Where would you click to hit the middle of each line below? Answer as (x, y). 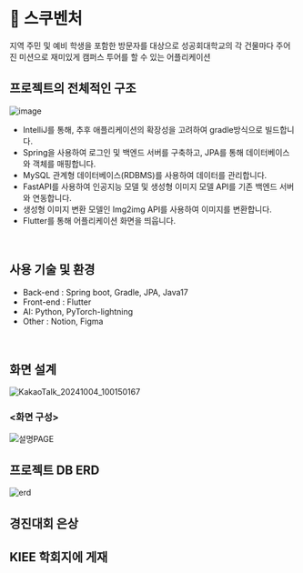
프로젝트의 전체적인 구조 (73, 89)
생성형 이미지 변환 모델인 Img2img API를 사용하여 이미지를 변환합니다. (147, 209)
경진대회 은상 (44, 523)
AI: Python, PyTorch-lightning (78, 311)
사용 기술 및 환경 (52, 270)
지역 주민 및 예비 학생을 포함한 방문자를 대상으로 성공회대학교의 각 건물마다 (142, 45)
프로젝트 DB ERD (55, 471)
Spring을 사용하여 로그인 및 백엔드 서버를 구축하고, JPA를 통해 (133, 152)
